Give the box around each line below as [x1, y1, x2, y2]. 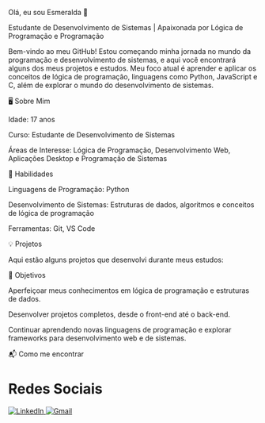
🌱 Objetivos [8, 271, 46, 279]
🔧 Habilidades [8, 169, 54, 179]
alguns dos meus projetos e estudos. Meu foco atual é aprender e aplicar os [8, 63, 257, 73]
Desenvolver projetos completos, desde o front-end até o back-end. [8, 310, 231, 319]
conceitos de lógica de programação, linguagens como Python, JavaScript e [8, 72, 258, 81]
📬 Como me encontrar [8, 349, 85, 359]
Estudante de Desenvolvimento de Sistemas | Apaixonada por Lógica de [8, 23, 244, 32]
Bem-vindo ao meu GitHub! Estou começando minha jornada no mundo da [8, 47, 252, 56]
